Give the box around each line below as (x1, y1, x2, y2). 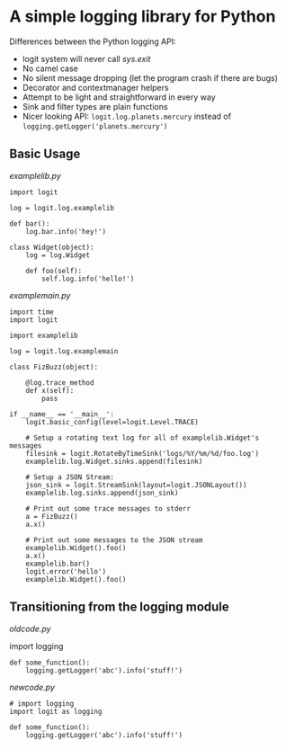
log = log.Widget (25, 250, 91, 260)
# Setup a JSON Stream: (25, 472, 115, 482)
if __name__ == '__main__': (9, 409, 115, 419)
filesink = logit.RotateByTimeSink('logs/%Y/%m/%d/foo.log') (25, 449, 259, 458)
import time (9, 308, 54, 317)
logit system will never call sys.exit (22, 53, 151, 64)
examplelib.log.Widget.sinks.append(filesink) (25, 457, 203, 466)
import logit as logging (9, 707, 103, 716)
